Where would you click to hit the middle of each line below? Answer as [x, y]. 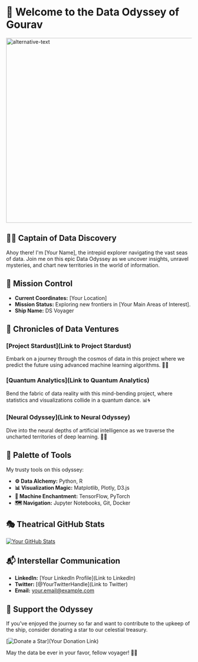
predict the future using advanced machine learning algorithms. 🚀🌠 [88, 365]
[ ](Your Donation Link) [52, 641]
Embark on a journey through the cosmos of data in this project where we [95, 359]
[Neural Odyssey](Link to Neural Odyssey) [68, 418]
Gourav [24, 25]
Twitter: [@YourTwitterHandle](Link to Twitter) [71, 585]
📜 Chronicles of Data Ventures [62, 329]
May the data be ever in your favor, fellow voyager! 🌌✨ [72, 653]
